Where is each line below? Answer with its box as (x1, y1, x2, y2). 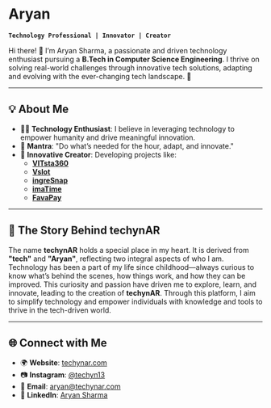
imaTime (31, 183, 62, 194)
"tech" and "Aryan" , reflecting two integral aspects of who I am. (8, 254, 224, 263)
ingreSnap (31, 175, 69, 185)
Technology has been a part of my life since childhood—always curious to (8, 262, 255, 271)
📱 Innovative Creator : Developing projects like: (19, 149, 177, 159)
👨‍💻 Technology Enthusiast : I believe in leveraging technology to (19, 124, 236, 133)
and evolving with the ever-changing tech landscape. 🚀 (8, 71, 192, 81)
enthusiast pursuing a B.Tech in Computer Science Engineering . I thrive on (8, 54, 260, 64)
